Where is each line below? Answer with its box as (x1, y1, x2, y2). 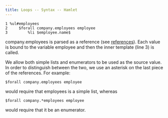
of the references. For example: (5, 70, 70, 76)
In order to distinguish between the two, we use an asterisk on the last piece (5, 64, 163, 70)
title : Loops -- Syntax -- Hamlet (5, 7, 78, 13)
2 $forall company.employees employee (5, 26, 96, 31)
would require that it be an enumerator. (5, 106, 86, 113)
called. (5, 49, 19, 55)
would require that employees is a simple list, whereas (5, 88, 118, 94)
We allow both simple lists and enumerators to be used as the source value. (5, 59, 162, 65)
